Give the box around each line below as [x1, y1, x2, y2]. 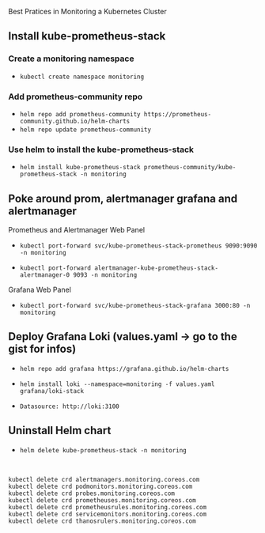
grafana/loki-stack [19, 387, 85, 395]
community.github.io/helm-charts [19, 117, 131, 125]
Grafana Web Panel [8, 285, 71, 295]
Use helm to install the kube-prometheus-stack [8, 144, 195, 155]
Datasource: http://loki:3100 [19, 403, 120, 410]
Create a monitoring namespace [8, 53, 134, 64]
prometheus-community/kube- [143, 164, 237, 172]
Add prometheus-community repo [8, 91, 143, 102]
